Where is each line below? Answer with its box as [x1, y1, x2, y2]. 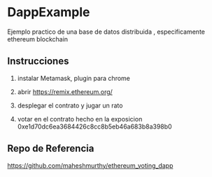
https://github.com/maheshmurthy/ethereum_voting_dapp [7, 161, 174, 169]
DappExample [7, 4, 90, 20]
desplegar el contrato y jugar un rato [17, 101, 123, 110]
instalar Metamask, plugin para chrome [17, 74, 131, 82]
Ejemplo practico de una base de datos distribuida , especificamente [7, 27, 205, 36]
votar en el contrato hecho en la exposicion [17, 114, 143, 123]
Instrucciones [7, 55, 69, 67]
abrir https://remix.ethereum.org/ [17, 87, 113, 96]
